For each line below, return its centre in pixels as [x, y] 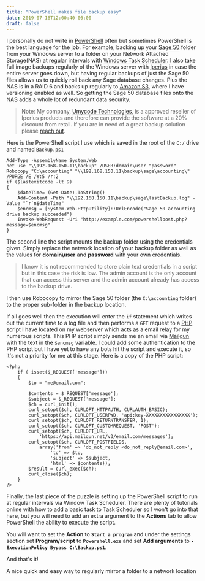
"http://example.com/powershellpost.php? [134, 220]
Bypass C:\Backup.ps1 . [78, 547]
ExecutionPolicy [27, 548]
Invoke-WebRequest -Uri [48, 220]
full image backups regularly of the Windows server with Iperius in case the [102, 67]
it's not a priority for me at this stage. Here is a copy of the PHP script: [95, 356]
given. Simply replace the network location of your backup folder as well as [101, 248]
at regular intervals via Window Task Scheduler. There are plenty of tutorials [102, 503]
